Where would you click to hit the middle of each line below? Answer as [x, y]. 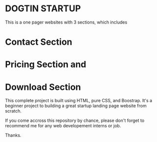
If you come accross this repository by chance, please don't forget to [75, 120]
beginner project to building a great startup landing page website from [76, 106]
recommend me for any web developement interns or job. [63, 126]
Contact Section [39, 42]
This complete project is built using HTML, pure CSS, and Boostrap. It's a [79, 101]
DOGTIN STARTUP [43, 9]
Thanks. [13, 135]
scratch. [13, 111]
